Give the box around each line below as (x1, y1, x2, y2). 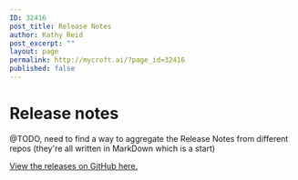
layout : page (9, 47, 59, 56)
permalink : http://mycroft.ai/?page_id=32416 (9, 55, 185, 65)
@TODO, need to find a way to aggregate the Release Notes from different (9, 133, 289, 144)
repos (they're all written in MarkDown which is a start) (9, 143, 216, 154)
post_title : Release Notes (9, 22, 112, 31)
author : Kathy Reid (9, 30, 84, 39)
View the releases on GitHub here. (9, 160, 139, 171)
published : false (9, 65, 76, 74)
